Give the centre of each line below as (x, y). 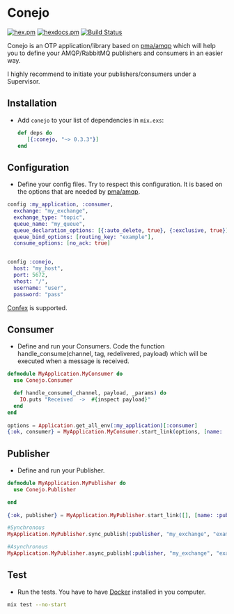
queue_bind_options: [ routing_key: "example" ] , (84, 237)
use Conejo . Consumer (43, 381)
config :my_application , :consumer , (60, 205)
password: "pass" (39, 294)
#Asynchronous (28, 547)
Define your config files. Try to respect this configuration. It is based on (120, 184)
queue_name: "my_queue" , (49, 224)
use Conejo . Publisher (45, 489)
